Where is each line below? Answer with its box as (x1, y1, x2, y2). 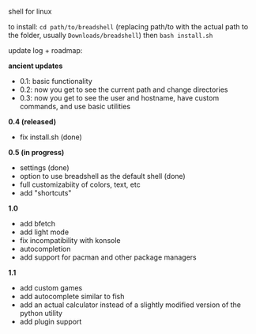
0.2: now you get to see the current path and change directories (19, 85, 228, 94)
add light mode (19, 227, 70, 237)
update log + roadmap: (8, 46, 83, 55)
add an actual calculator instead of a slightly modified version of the (19, 300, 241, 309)
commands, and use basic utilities (19, 102, 131, 111)
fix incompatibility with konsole (19, 236, 121, 245)
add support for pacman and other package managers (19, 252, 197, 262)
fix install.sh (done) (19, 132, 83, 142)
